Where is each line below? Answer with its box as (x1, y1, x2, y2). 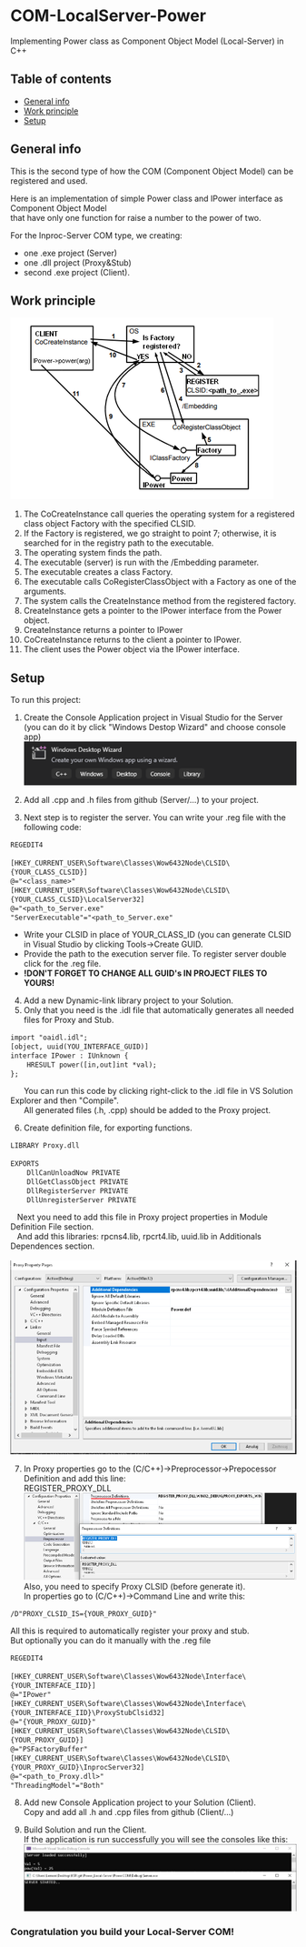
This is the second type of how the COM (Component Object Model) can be (10, 166, 294, 176)
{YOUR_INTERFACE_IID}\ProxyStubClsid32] (10, 1708, 166, 1717)
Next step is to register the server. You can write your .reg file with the (23, 812, 287, 823)
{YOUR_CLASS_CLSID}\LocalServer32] (10, 895, 145, 905)
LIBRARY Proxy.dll (10, 1141, 80, 1150)
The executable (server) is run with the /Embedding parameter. (23, 557, 260, 568)
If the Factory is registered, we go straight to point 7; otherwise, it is (23, 528, 277, 539)
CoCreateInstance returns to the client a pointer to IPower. (23, 634, 242, 646)
